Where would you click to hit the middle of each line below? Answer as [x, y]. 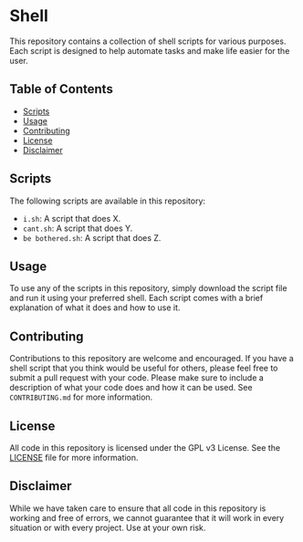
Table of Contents [62, 89]
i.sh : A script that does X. [72, 218]
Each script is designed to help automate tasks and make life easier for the [150, 50]
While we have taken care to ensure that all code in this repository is [138, 508]
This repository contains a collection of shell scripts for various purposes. [148, 41]
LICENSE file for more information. [74, 458]
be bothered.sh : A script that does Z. [92, 237]
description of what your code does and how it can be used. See [131, 388]
